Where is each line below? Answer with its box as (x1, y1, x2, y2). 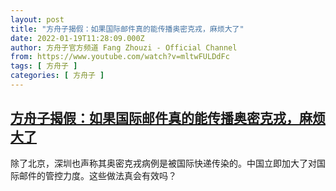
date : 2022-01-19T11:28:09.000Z (10, 33, 145, 43)
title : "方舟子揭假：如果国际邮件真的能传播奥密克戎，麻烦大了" (10, 24, 245, 34)
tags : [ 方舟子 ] (10, 61, 78, 71)
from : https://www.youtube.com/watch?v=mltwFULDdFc (10, 52, 230, 62)
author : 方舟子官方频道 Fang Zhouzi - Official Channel (10, 42, 238, 53)
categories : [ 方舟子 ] (10, 71, 105, 81)
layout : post (10, 14, 65, 25)
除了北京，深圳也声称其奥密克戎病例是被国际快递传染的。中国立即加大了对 (10, 157, 317, 169)
